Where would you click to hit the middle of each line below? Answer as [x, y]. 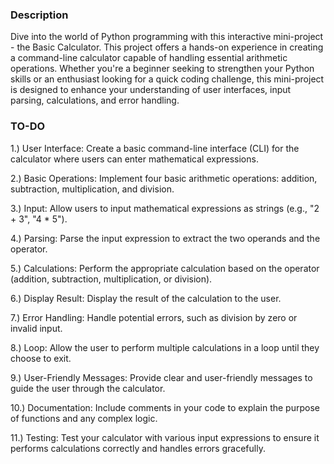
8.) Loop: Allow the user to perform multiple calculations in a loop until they [165, 347]
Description [39, 15]
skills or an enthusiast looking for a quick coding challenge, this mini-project [167, 79]
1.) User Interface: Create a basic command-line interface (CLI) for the [155, 148]
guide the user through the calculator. [88, 388]
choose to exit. [41, 358]
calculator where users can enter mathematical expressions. [134, 159]
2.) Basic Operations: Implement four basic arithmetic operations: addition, [164, 178]
